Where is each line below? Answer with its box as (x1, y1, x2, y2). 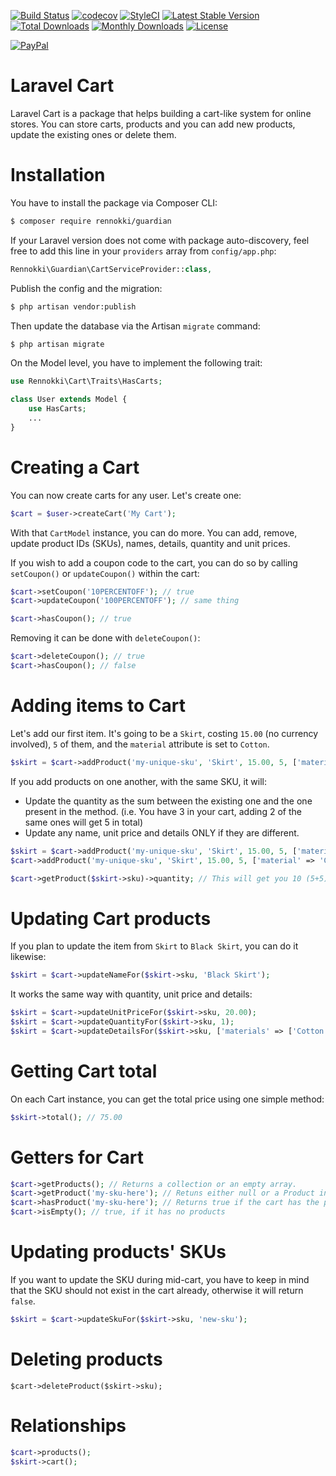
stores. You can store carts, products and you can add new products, (10, 118, 296, 130)
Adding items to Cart (10, 695, 186, 717)
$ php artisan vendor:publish (10, 301, 137, 312)
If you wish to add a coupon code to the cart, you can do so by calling (10, 556, 298, 569)
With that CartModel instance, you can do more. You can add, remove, (10, 526, 298, 539)
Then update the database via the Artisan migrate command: (10, 320, 261, 332)
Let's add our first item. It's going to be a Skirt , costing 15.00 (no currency (10, 727, 319, 739)
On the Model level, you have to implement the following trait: (10, 357, 263, 369)
